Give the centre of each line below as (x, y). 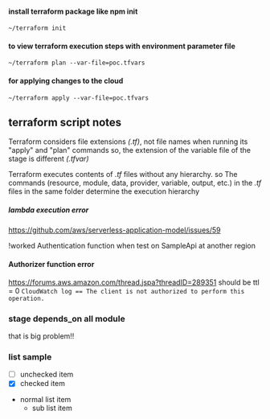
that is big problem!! (41, 336)
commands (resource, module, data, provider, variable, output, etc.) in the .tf (135, 183)
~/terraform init (37, 28)
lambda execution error (49, 210)
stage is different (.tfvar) (49, 159)
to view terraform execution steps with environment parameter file (122, 46)
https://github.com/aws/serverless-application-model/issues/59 (115, 230)
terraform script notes (65, 122)
